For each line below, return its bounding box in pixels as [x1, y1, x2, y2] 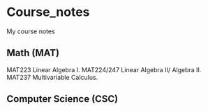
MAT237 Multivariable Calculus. [6, 73, 98, 81]
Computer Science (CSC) [6, 93, 119, 105]
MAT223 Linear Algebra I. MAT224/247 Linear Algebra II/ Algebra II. [6, 65, 202, 74]
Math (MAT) [6, 47, 60, 59]
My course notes [6, 27, 55, 35]
